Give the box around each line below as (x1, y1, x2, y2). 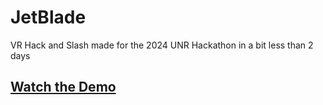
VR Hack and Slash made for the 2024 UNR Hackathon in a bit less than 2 (10, 39, 314, 51)
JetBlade (10, 6, 87, 29)
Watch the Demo (10, 79, 117, 96)
